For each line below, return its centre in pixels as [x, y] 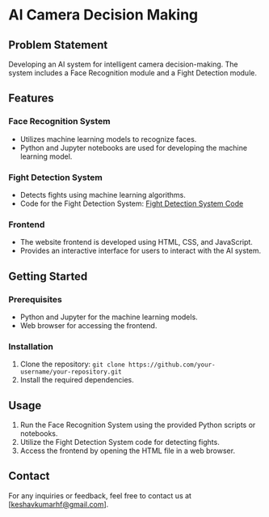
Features [31, 98]
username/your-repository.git [71, 372]
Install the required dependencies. [77, 380]
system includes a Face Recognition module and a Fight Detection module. [132, 73]
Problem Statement [58, 45]
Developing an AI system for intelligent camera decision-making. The [123, 64]
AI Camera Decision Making [103, 15]
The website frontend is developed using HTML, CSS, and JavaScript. [136, 242]
